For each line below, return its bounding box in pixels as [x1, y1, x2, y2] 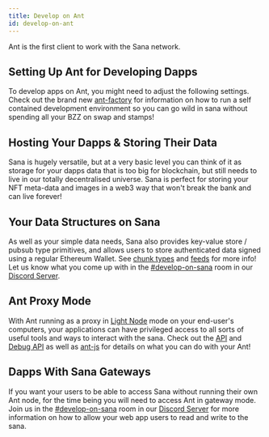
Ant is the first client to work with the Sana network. [8, 41, 181, 51]
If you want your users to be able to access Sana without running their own [8, 386, 258, 397]
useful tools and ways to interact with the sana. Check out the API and [8, 333, 242, 342]
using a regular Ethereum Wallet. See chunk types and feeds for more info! [8, 253, 257, 263]
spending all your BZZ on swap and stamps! [8, 112, 155, 122]
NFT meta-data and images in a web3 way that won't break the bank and [8, 183, 252, 193]
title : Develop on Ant [8, 11, 85, 20]
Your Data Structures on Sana [8, 215, 161, 229]
